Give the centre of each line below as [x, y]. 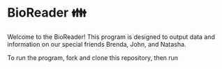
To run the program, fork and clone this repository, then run [93, 58]
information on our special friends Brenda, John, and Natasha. [97, 44]
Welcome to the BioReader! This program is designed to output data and [111, 37]
